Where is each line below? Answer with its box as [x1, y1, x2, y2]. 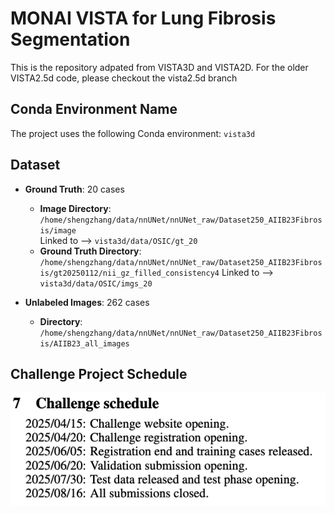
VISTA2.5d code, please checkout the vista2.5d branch [10, 72, 238, 84]
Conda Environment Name [10, 101, 178, 118]
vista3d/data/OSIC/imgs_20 [39, 278, 153, 289]
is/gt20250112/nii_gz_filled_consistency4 [39, 268, 220, 278]
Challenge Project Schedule [10, 365, 188, 382]
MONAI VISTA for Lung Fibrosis [10, 7, 277, 30]
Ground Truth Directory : [39, 245, 142, 257]
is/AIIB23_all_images [39, 338, 130, 349]
